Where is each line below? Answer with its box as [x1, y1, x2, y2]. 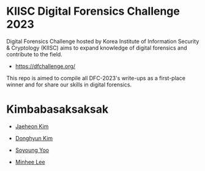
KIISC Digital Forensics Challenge [6, 4, 181, 18]
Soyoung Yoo [15, 146, 50, 154]
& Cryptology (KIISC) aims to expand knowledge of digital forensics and [6, 44, 187, 51]
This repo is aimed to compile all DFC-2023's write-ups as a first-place [6, 74, 185, 82]
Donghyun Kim [15, 134, 53, 142]
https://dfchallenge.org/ [15, 63, 75, 70]
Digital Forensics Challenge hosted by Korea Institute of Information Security [6, 37, 199, 45]
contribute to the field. [6, 50, 62, 58]
